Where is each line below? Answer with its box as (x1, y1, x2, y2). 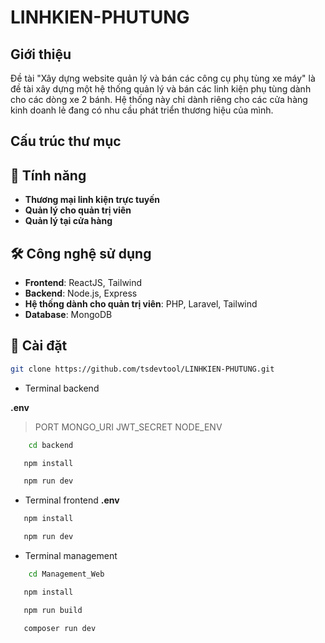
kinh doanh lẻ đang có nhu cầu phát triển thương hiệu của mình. (10, 104, 274, 116)
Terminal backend (24, 382, 100, 394)
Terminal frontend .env (24, 494, 120, 506)
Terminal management (24, 550, 118, 562)
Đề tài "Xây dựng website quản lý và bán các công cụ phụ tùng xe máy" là (10, 72, 316, 84)
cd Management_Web (28, 569, 105, 580)
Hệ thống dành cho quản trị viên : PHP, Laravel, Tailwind (24, 298, 258, 310)
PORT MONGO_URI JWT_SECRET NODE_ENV (34, 421, 223, 433)
